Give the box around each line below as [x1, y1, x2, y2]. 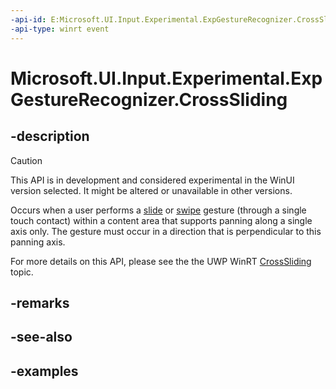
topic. [10, 266, 34, 278]
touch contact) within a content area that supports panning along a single [10, 214, 313, 226]
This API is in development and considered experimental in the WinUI [10, 174, 295, 186]
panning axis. [10, 236, 66, 248]
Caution [10, 154, 43, 166]
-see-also [10, 329, 73, 346]
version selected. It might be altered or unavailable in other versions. [10, 184, 293, 196]
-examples [10, 362, 79, 380]
